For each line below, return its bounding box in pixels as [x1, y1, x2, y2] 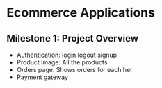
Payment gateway [16, 73, 69, 81]
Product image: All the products [16, 58, 108, 67]
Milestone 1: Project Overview [6, 33, 139, 44]
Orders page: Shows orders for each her [16, 66, 133, 73]
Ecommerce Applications [6, 5, 156, 21]
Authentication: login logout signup [16, 51, 118, 59]
